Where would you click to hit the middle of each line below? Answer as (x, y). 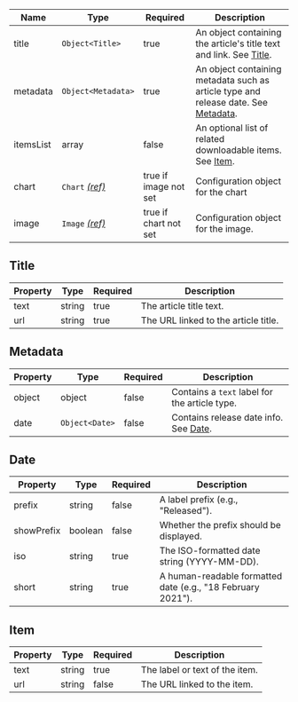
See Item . (215, 161)
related (210, 139)
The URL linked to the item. (197, 684)
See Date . (192, 428)
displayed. (180, 536)
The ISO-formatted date (210, 551)
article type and (228, 91)
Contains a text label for (222, 391)
